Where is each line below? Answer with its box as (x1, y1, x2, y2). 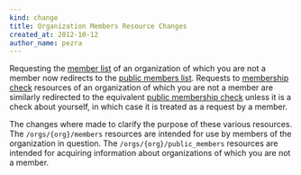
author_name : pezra (9, 38, 83, 48)
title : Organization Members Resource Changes (9, 22, 187, 31)
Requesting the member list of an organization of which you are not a (9, 63, 266, 74)
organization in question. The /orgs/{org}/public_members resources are (9, 138, 278, 149)
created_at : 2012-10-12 (9, 30, 99, 39)
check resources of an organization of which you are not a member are (9, 82, 273, 93)
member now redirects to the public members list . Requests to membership (9, 73, 289, 84)
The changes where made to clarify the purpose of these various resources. (9, 119, 293, 130)
